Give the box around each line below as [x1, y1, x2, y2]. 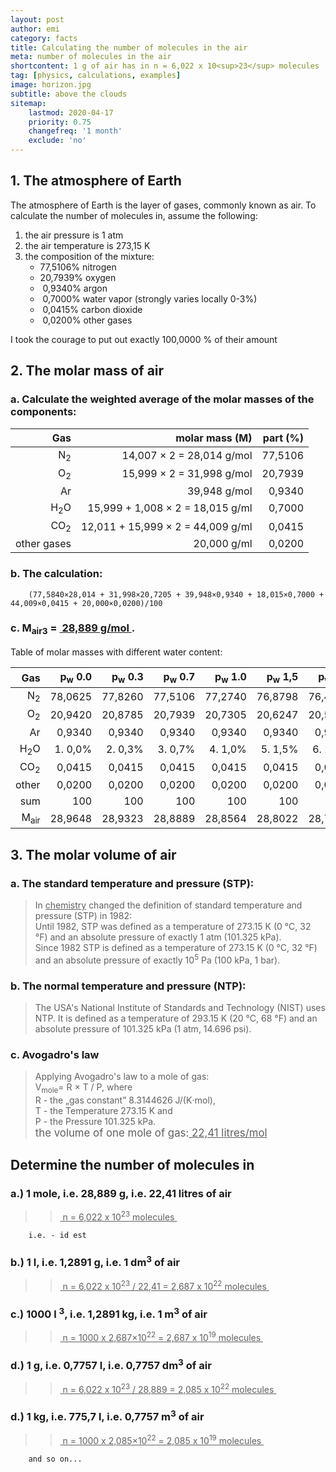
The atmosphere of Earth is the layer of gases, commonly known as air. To [10, 199, 317, 211]
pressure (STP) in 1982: [34, 909, 133, 921]
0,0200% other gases [42, 314, 133, 326]
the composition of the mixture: [24, 250, 155, 262]
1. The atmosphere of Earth [10, 172, 182, 190]
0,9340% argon [42, 282, 108, 294]
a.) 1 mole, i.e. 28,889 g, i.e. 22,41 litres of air [10, 1187, 232, 1201]
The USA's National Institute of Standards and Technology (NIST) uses [34, 1001, 326, 1013]
